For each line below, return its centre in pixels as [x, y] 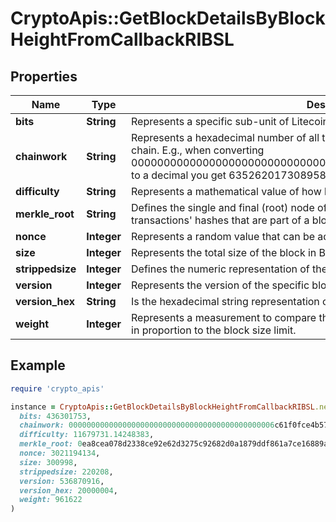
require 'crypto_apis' [57, 388]
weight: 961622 [51, 500]
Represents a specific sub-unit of [210, 121]
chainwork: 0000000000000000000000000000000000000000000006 [147, 425]
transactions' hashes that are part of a [220, 220]
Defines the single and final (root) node [223, 207]
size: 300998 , [48, 462]
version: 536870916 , [62, 481]
